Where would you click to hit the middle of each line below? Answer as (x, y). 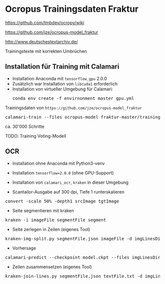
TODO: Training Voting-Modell (36, 136)
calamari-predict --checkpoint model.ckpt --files (67, 257)
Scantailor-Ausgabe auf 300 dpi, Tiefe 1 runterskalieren (68, 192)
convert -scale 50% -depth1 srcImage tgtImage (62, 201)
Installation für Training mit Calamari (62, 67)
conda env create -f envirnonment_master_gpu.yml (73, 98)
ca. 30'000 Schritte (25, 126)
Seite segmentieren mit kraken (43, 210)
